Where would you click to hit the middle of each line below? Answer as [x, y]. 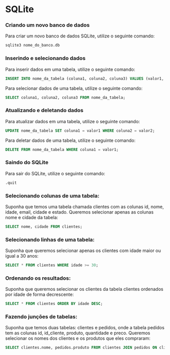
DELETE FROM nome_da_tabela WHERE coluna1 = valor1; [62, 149]
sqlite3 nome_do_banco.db [32, 45]
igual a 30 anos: [22, 256]
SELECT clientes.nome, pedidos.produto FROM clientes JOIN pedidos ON [81, 348]
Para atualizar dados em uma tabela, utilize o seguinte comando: [73, 121]
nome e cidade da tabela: [32, 217]
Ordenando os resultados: [38, 278]
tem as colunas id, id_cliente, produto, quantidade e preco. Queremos [78, 333]
